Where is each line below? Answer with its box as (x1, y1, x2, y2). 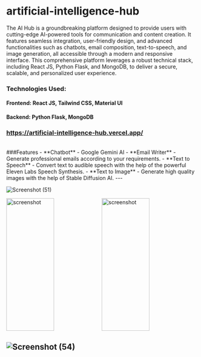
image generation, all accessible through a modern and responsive (6, 50, 173, 57)
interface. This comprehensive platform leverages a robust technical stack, (6, 56, 193, 64)
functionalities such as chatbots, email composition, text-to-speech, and (6, 44, 187, 51)
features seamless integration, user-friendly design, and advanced (6, 37, 173, 44)
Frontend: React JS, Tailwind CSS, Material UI (6, 99, 123, 107)
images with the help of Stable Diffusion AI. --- (6, 175, 123, 182)
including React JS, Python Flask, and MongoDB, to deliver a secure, (6, 62, 177, 70)
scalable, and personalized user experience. (6, 69, 117, 76)
